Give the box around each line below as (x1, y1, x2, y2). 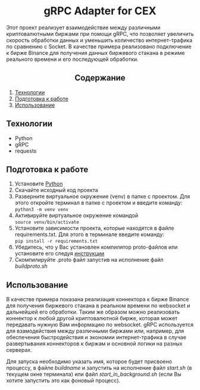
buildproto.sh (14, 262, 48, 270)
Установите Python (14, 180, 63, 187)
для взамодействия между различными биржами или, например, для (6, 327, 185, 335)
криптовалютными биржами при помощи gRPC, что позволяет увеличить (6, 30, 194, 37)
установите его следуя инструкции (14, 250, 105, 257)
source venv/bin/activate (14, 219, 79, 225)
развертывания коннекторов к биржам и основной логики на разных (6, 340, 183, 347)
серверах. (6, 346, 33, 354)
